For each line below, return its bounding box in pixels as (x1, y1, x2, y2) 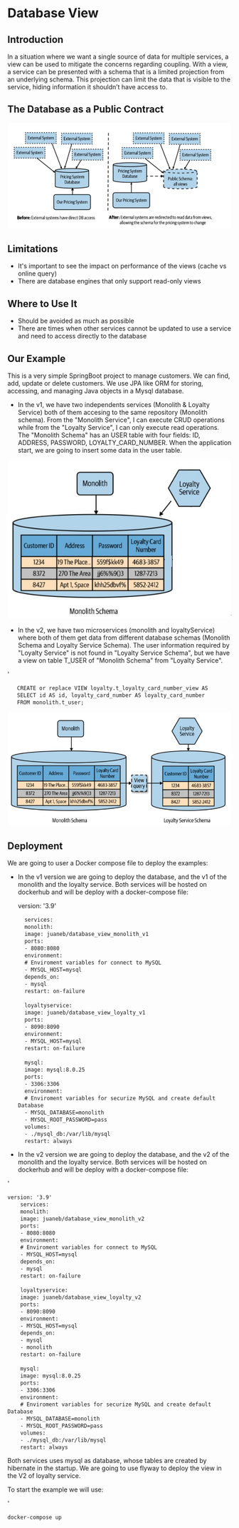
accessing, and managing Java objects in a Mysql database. (7, 386, 184, 395)
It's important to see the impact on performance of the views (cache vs (17, 262, 227, 271)
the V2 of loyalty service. (7, 1472, 81, 1480)
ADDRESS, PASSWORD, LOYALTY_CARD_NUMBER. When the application (17, 438, 232, 447)
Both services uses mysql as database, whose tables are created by (7, 1457, 207, 1465)
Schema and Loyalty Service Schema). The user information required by (17, 640, 230, 649)
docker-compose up (7, 1514, 62, 1522)
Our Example (7, 352, 66, 365)
